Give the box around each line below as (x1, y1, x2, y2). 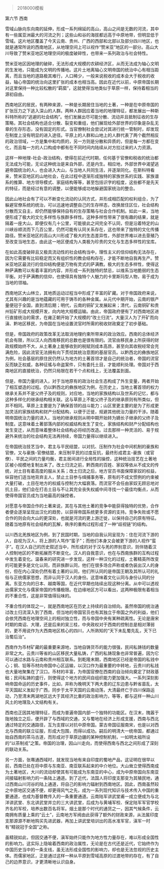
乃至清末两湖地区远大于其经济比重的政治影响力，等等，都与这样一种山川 (13, 693, 159, 699)
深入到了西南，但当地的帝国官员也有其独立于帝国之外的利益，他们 (26, 609, 159, 616)
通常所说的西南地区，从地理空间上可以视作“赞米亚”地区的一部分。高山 (13, 44, 155, 50)
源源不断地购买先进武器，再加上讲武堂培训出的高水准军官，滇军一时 (13, 818, 150, 824)
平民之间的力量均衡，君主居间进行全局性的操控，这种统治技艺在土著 (15, 456, 153, 462)
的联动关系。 (5, 746, 31, 753)
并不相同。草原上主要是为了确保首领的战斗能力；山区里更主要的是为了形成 (5, 403, 155, 409)
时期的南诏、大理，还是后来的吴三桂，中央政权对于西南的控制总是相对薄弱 (5, 621, 155, 628)
